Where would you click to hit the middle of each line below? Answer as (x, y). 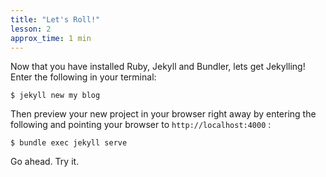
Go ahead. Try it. (45, 162)
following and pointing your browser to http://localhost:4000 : (141, 125)
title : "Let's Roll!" (55, 19)
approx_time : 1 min (51, 38)
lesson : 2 (31, 29)
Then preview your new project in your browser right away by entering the (163, 114)
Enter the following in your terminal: (83, 77)
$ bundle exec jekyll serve (69, 143)
